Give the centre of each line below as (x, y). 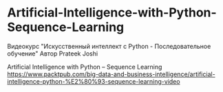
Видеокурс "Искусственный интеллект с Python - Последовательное (109, 46)
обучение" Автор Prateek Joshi (53, 54)
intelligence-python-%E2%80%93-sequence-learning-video (94, 81)
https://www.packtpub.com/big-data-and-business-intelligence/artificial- (111, 74)
